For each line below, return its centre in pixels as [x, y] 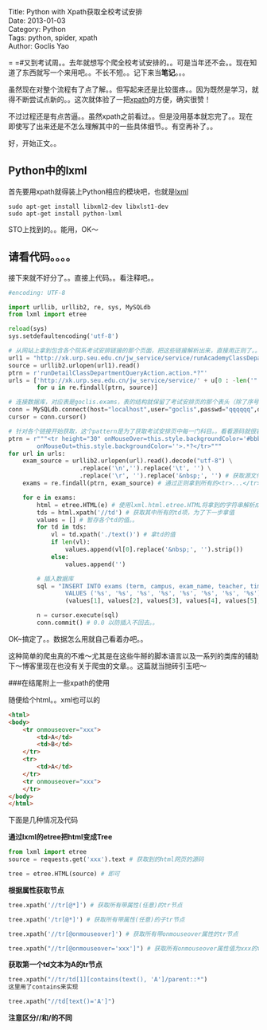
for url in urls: [37, 454]
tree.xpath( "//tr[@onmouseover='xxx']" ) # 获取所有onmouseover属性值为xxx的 [133, 948]
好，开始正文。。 [35, 143]
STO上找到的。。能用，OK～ [54, 229]
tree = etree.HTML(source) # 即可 [64, 874]
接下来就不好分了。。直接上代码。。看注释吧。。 [83, 277]
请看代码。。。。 [43, 257]
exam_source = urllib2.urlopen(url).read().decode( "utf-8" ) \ [128, 461]
